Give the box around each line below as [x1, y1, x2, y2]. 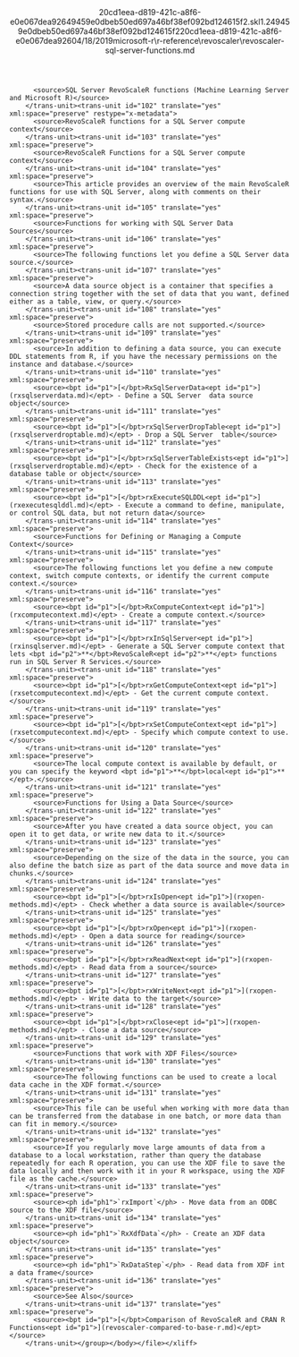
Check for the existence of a [145, 462, 257, 471]
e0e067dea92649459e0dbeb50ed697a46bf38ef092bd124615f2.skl [10, 16, 261, 27]
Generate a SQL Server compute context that [117, 642, 286, 651]
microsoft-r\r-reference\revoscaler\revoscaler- [112, 36, 285, 46]
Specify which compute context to [141, 728, 270, 737]
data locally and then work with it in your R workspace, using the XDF [9, 1166, 286, 1175]
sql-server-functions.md [104, 45, 195, 55]
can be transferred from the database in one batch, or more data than [9, 1112, 281, 1121]
